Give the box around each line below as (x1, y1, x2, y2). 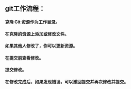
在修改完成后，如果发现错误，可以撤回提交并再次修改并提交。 (5, 79, 129, 85)
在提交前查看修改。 (5, 55, 44, 60)
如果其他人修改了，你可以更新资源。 (5, 43, 78, 49)
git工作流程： (5, 4, 45, 13)
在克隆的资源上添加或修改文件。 (5, 31, 69, 37)
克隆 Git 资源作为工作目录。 (5, 19, 60, 25)
